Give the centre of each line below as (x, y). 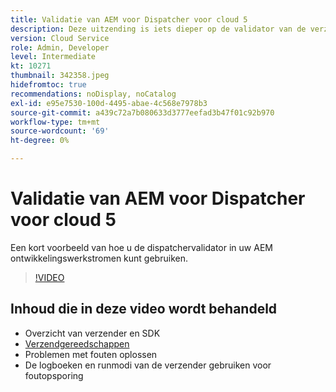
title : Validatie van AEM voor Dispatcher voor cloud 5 (129, 19)
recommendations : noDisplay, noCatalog (93, 94)
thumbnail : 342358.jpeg (60, 76)
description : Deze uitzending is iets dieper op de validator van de (158, 29)
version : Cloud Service (60, 38)
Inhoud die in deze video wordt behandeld (144, 309)
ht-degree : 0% (40, 141)
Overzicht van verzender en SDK (92, 333)
